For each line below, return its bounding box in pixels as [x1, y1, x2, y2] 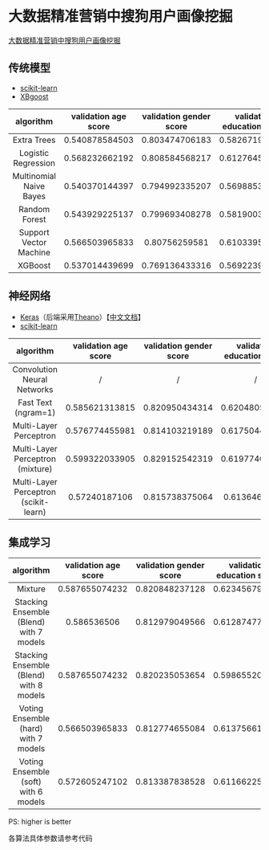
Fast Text [17, 397, 53, 408]
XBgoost [19, 92, 49, 101]
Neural [22, 374, 48, 385]
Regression [13, 157, 56, 169]
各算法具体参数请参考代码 [8, 833, 93, 844]
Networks [16, 383, 54, 394]
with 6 [19, 787, 43, 798]
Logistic [18, 147, 50, 158]
